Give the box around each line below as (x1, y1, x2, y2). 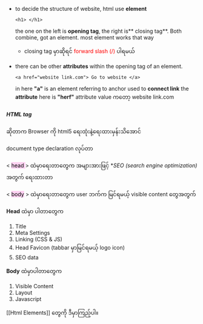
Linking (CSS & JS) (15, 236, 62, 243)
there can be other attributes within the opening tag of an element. (15, 63, 183, 70)
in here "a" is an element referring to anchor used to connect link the (15, 85, 189, 92)
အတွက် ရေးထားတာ (6, 173, 53, 180)
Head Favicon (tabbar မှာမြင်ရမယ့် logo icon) (15, 243, 125, 251)
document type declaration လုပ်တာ (6, 145, 93, 152)
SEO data (15, 254, 39, 261)
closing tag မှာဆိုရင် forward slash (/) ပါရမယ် (24, 48, 135, 55)
